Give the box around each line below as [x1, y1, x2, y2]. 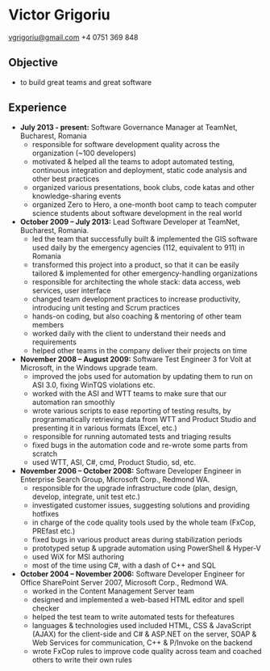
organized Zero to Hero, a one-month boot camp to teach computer [31, 200, 257, 209]
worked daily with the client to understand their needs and [31, 328, 226, 338]
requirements [31, 337, 77, 347]
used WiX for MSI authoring [31, 551, 125, 561]
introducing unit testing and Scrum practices [31, 302, 181, 312]
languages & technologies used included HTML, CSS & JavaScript [31, 620, 251, 630]
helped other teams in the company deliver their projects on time [31, 345, 247, 355]
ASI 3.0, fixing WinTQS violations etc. [31, 380, 156, 390]
